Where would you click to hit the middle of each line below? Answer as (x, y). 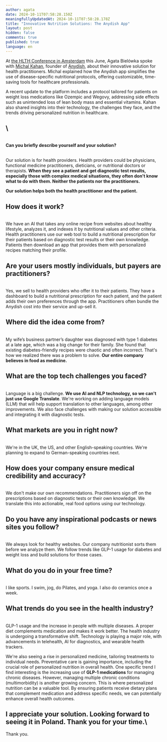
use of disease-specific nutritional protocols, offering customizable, (75, 76)
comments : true (21, 38)
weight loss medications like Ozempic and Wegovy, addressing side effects (83, 97)
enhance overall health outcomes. (40, 698)
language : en (19, 47)
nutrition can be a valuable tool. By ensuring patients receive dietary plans (82, 688)
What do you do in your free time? (59, 571)
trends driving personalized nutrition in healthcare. (57, 113)
